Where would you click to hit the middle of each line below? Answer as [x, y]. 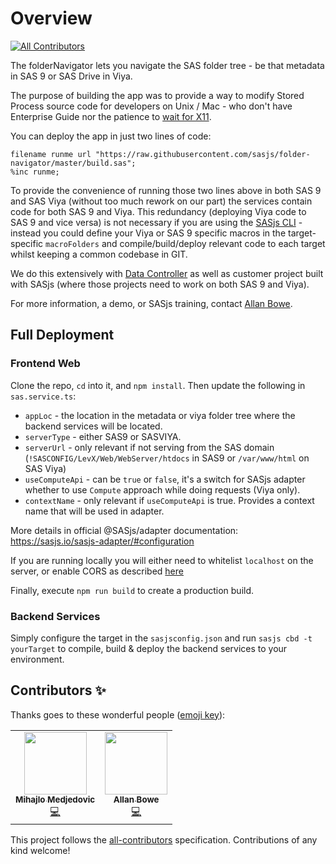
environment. [37, 659]
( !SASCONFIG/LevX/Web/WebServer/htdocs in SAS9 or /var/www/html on [167, 458]
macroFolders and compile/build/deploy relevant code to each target [185, 243]
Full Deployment [62, 335]
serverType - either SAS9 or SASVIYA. [103, 436]
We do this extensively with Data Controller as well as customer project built [167, 273]
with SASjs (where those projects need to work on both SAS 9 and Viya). [160, 284]
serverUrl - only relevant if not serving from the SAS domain [149, 447]
